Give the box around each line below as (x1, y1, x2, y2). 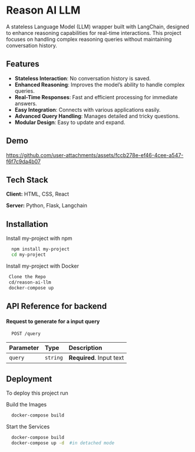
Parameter (9, 344, 39, 352)
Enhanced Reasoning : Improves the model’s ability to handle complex (14, 81, 185, 88)
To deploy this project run (6, 389, 69, 396)
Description (68, 344, 103, 352)
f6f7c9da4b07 (6, 158, 41, 165)
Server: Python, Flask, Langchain (6, 202, 87, 209)
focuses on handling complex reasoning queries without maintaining (6, 35, 172, 43)
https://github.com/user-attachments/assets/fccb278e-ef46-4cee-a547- (6, 151, 184, 158)
